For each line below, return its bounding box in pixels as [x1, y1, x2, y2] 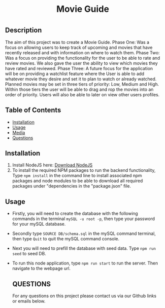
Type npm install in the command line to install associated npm [12, 173, 142, 179]
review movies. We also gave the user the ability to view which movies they [5, 60, 158, 66]
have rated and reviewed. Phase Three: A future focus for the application [5, 65, 153, 71]
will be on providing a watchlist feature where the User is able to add [5, 71, 144, 77]
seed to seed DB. [12, 251, 46, 257]
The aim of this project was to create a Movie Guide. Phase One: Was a [5, 39, 149, 45]
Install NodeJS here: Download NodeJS [12, 162, 93, 168]
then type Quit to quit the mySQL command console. [12, 236, 120, 242]
